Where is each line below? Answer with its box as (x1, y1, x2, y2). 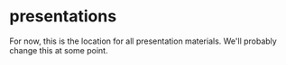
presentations (9, 6, 117, 27)
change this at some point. (9, 45, 108, 55)
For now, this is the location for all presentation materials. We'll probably (9, 36, 277, 46)
